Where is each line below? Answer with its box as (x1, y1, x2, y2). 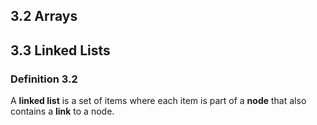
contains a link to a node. (10, 105, 115, 118)
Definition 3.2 (10, 72, 78, 86)
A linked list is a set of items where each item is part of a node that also (10, 95, 307, 107)
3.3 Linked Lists (10, 42, 111, 59)
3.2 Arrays (10, 8, 78, 25)
